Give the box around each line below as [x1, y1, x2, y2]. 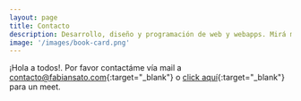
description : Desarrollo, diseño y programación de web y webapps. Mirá [9, 29, 287, 38]
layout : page [9, 13, 58, 22]
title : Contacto [9, 21, 70, 30]
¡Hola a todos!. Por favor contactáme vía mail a [9, 63, 182, 73]
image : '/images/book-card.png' [9, 38, 130, 47]
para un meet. [9, 81, 61, 92]
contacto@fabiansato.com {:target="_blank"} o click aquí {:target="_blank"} [9, 72, 285, 83]
